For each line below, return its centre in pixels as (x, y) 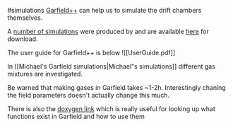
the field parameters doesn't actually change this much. (89, 95)
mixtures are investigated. (45, 74)
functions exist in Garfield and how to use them (76, 116)
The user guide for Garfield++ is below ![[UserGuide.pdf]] (91, 53)
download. (23, 39)
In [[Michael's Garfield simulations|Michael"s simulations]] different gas (111, 66)
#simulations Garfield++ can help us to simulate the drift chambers (104, 10)
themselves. (25, 18)
